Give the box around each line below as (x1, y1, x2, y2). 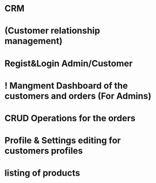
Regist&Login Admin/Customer (4, 58, 133, 69)
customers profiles (4, 146, 83, 156)
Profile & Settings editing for (4, 135, 121, 146)
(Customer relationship (4, 25, 100, 37)
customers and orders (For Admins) (4, 91, 152, 101)
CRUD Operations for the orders (4, 112, 136, 124)
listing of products (4, 167, 81, 179)
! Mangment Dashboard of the (4, 80, 128, 91)
